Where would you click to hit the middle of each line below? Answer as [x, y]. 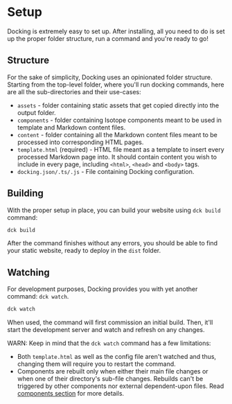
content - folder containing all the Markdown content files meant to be [117, 134]
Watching [28, 272]
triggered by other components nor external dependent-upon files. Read [121, 386]
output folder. [37, 112]
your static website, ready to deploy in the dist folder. [84, 251]
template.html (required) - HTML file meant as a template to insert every [121, 149]
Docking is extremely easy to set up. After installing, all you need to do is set [116, 31]
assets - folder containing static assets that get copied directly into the [118, 105]
